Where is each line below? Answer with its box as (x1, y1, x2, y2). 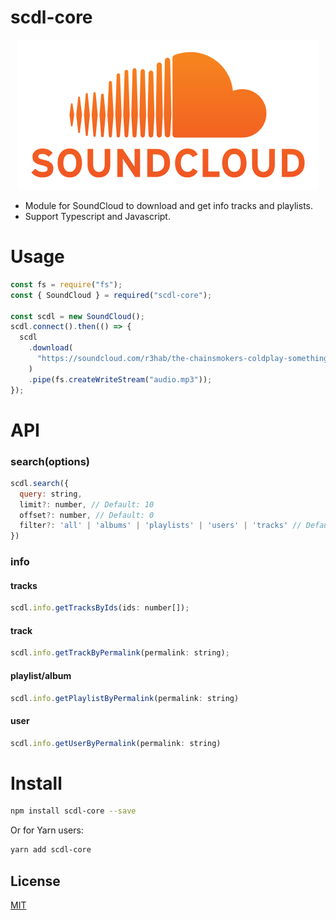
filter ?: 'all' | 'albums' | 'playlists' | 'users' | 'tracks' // (19, 521, 302, 531)
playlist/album (10, 669, 72, 681)
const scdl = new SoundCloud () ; (10, 311, 145, 321)
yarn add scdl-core (10, 845, 92, 855)
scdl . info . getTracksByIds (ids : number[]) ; (10, 603, 190, 613)
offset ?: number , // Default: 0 (19, 510, 155, 520)
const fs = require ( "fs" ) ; (10, 279, 123, 290)
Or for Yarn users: (10, 824, 84, 836)
